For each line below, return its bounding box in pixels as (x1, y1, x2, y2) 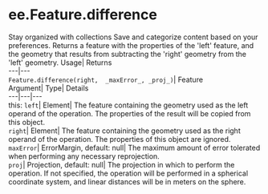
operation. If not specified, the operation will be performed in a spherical (8, 168, 249, 178)
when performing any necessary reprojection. (8, 151, 160, 161)
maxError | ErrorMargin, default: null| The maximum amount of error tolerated (8, 143, 261, 152)
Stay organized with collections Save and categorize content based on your (8, 32, 258, 42)
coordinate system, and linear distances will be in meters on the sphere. (8, 176, 246, 186)
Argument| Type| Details (8, 83, 89, 93)
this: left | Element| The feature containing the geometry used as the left (8, 100, 249, 110)
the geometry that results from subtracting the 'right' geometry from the (8, 49, 247, 59)
